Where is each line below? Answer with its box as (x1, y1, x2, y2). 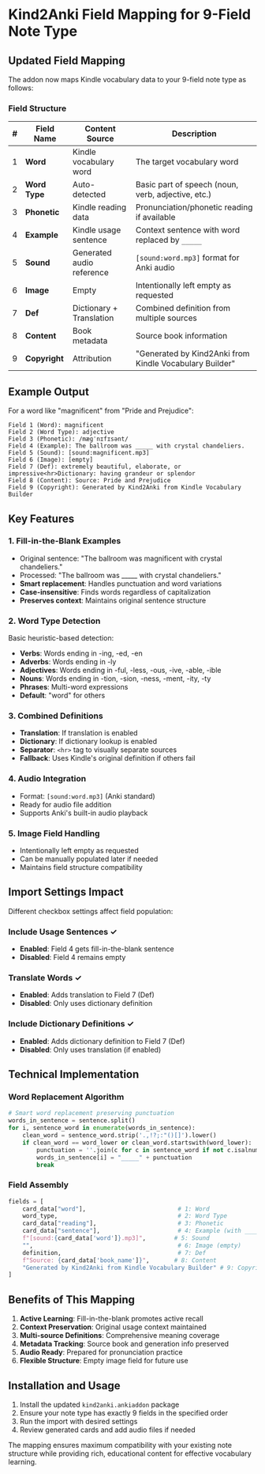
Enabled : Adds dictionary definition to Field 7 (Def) (19, 1036, 185, 1045)
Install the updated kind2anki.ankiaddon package (19, 1400, 180, 1409)
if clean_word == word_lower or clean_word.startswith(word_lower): (22, 1139, 252, 1147)
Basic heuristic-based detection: (8, 633, 114, 643)
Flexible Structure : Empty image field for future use (19, 1356, 188, 1366)
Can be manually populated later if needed (19, 854, 159, 864)
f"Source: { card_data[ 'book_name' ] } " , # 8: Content (22, 1256, 217, 1264)
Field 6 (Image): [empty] (8, 456, 93, 464)
